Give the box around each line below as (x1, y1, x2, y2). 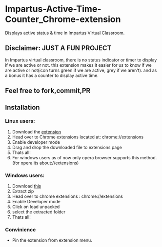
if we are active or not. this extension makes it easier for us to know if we (5, 62, 152, 68)
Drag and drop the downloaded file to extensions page (12, 144, 122, 150)
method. (140, 154, 157, 160)
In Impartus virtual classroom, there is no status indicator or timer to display (5, 57, 157, 63)
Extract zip (12, 189, 34, 194)
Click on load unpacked (12, 204, 60, 210)
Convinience (5, 227, 36, 233)
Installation (5, 103, 40, 112)
